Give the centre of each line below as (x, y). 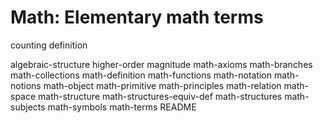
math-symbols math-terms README (122, 107)
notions (26, 85)
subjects (28, 107)
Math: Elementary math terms (137, 17)
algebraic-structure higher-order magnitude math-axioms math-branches (161, 64)
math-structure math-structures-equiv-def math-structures (160, 96)
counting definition (49, 45)
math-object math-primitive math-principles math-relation (162, 85)
